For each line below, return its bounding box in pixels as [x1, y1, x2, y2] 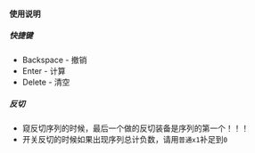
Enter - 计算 [21, 65, 66, 76]
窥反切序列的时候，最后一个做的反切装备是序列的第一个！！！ [21, 123, 250, 133]
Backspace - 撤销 [21, 54, 87, 65]
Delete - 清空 [21, 76, 70, 87]
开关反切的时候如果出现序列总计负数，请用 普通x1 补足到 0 [21, 133, 228, 144]
